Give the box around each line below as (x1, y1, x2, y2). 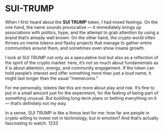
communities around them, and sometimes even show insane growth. (5, 45, 145, 51)
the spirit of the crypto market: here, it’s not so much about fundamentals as (5, 60, 159, 65)
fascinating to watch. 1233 (5, 120, 58, 126)
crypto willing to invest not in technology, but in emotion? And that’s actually (5, 115, 159, 121)
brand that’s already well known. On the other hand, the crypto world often (5, 35, 156, 41)
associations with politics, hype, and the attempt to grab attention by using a (5, 29, 159, 35)
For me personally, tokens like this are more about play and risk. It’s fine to (5, 85, 155, 90)
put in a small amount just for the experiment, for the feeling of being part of (5, 90, 159, 96)
